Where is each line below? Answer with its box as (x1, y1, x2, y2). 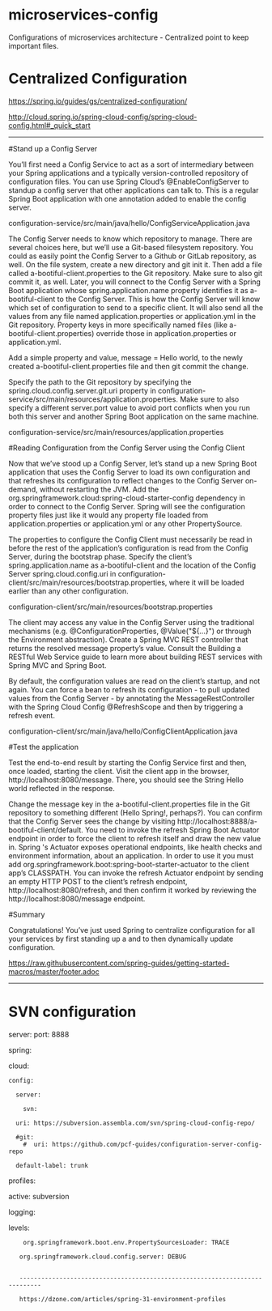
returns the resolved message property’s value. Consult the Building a (8, 643, 241, 653)
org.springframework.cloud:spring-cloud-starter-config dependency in (8, 492, 245, 503)
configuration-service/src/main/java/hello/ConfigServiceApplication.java (8, 218, 251, 228)
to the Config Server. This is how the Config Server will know (57, 294, 261, 304)
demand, (8, 484, 38, 494)
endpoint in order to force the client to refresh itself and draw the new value (8, 833, 261, 843)
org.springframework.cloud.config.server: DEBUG (19, 1253, 186, 1261)
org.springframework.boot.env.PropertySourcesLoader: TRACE (23, 1238, 230, 1246)
